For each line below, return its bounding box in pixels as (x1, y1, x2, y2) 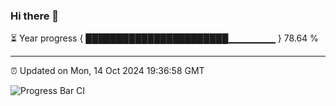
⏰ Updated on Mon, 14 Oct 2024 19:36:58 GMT (10, 65, 205, 77)
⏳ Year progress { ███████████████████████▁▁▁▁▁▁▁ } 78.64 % (10, 32, 319, 44)
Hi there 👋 (10, 9, 60, 23)
